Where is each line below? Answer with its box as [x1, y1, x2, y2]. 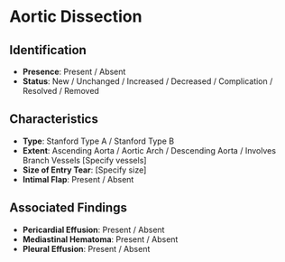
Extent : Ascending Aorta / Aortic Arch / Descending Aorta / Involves [22, 145, 277, 155]
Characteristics [9, 111, 99, 127]
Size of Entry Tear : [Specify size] [22, 164, 147, 175]
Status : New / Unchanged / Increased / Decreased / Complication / [22, 76, 273, 87]
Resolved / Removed [22, 86, 99, 96]
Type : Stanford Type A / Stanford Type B [22, 136, 174, 146]
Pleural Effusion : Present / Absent [22, 243, 151, 254]
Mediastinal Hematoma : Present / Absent [22, 233, 179, 245]
